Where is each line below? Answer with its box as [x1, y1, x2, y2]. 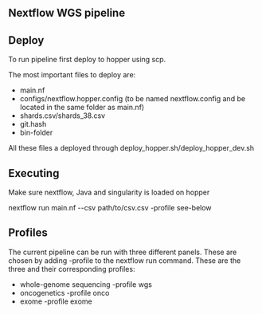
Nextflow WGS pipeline [8, 6, 126, 20]
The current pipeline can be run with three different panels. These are [8, 247, 237, 257]
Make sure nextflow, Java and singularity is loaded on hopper [8, 187, 210, 198]
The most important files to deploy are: [8, 70, 136, 80]
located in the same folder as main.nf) [19, 103, 145, 112]
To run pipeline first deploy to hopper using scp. [8, 55, 166, 65]
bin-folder [19, 128, 53, 138]
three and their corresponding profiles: [8, 264, 135, 273]
